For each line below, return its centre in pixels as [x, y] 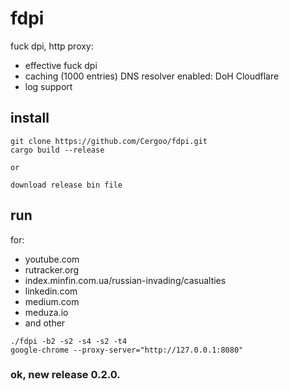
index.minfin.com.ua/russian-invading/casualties [125, 280]
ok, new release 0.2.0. [65, 375]
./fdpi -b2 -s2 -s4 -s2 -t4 [69, 341]
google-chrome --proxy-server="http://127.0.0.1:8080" [127, 350]
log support [48, 86]
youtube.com [52, 259]
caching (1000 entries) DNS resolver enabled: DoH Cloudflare [152, 76]
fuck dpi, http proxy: [52, 46]
